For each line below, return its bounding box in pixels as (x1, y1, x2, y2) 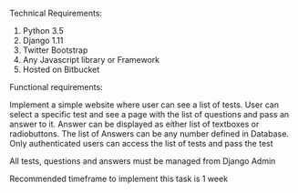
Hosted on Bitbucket (22, 64, 100, 75)
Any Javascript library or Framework (22, 55, 160, 65)
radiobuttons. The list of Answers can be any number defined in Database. (9, 128, 290, 139)
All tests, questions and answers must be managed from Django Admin (9, 156, 276, 167)
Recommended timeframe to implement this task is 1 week (9, 173, 229, 184)
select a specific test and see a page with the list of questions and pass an (9, 109, 290, 119)
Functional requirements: (9, 82, 103, 92)
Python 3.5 (22, 25, 64, 36)
